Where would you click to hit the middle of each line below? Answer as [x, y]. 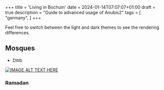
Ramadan [17, 83]
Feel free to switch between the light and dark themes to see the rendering [82, 27]
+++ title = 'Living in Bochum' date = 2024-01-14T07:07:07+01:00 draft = [80, 7]
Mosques [20, 48]
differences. [17, 33]
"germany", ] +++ [23, 18]
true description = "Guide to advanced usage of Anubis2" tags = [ [73, 12]
